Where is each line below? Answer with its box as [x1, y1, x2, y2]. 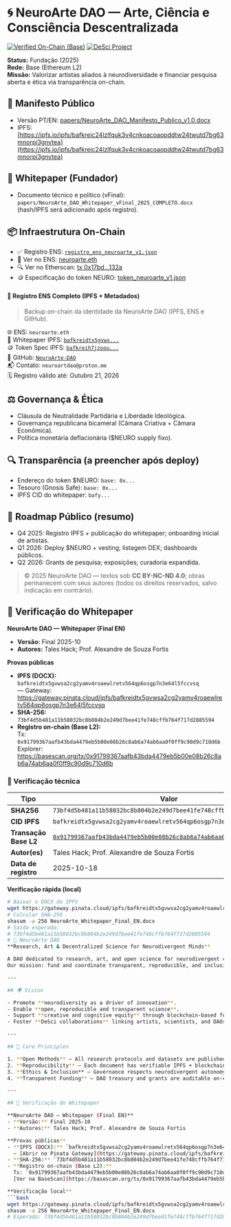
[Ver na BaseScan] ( [13, 1175, 69, 1182]
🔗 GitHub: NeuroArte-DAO [7, 353, 76, 362]
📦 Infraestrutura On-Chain [7, 225, 126, 238]
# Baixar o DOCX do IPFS [7, 898, 78, 905]
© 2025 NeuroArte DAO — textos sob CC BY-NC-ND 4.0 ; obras [23, 572, 205, 580]
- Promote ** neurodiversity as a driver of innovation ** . [7, 999, 177, 1006]
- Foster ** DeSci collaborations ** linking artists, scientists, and [7, 1019, 211, 1026]
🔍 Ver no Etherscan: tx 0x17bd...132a [16, 263, 122, 272]
